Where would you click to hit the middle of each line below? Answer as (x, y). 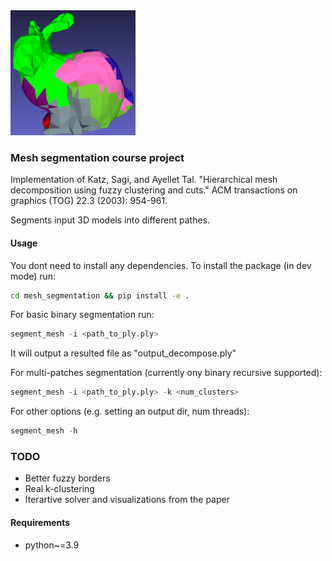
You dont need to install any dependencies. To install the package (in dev (161, 265)
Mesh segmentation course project (97, 157)
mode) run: (33, 276)
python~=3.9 (52, 545)
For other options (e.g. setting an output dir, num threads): (130, 411)
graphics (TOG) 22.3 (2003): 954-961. (89, 201)
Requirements (40, 522)
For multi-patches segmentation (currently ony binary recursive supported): (166, 373)
